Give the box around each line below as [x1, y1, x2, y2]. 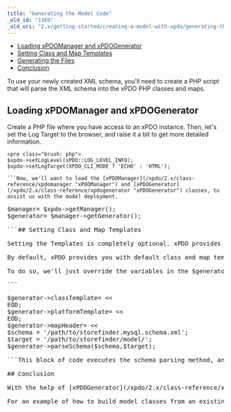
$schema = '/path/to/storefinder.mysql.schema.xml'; [7, 328, 189, 337]
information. [7, 137, 42, 146]
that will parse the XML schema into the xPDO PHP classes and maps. [7, 84, 206, 93]
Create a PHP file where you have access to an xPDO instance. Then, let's [7, 123, 217, 131]
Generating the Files [16, 57, 75, 65]
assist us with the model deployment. [7, 193, 118, 200]
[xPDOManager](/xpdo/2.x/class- [102, 175, 195, 182]
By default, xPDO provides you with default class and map [7, 253, 211, 262]
